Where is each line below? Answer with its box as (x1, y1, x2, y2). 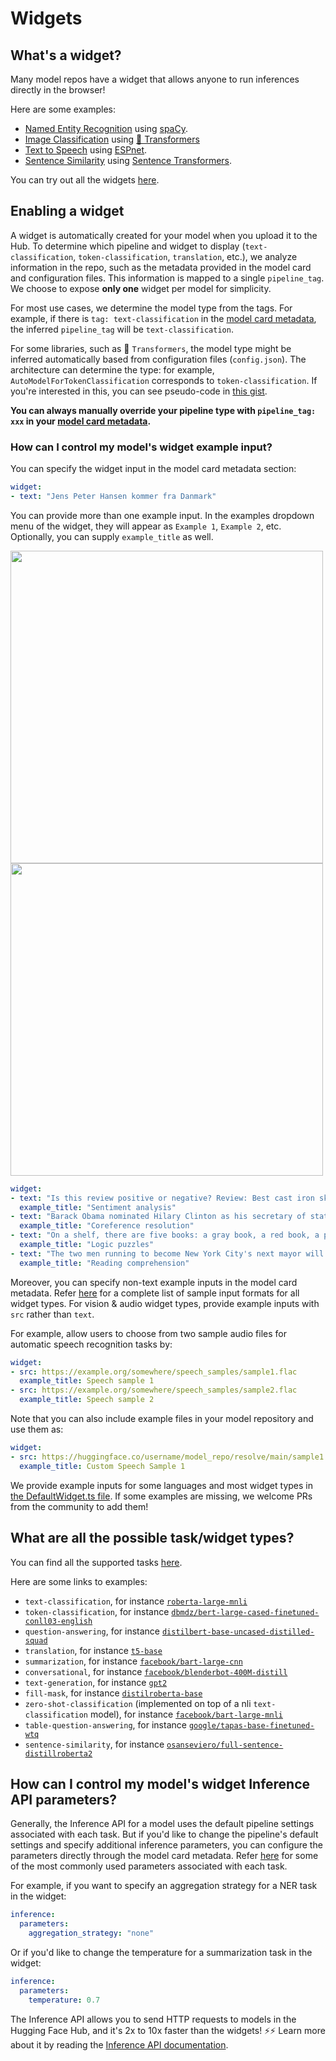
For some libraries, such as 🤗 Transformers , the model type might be (10, 342, 292, 354)
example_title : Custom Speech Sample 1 (19, 1461, 186, 1471)
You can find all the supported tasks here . (10, 1556, 183, 1568)
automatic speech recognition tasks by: (10, 1338, 173, 1350)
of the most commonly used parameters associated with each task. (10, 1860, 288, 1872)
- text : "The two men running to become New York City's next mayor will (10, 1248, 325, 1259)
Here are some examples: (10, 103, 117, 115)
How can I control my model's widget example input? (10, 440, 273, 454)
